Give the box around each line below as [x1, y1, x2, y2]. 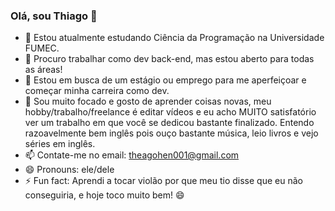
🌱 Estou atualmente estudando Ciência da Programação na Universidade [24, 32, 325, 44]
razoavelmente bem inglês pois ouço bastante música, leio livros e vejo [24, 127, 319, 139]
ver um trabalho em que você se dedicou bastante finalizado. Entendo [24, 117, 315, 129]
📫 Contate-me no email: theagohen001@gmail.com [24, 149, 240, 161]
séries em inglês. [24, 138, 96, 150]
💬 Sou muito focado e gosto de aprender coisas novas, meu [24, 95, 272, 108]
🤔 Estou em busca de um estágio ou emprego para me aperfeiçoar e [24, 74, 307, 86]
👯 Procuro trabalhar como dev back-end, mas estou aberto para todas [24, 53, 315, 65]
